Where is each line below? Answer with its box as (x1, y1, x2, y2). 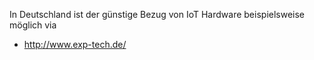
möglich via (9, 19, 57, 31)
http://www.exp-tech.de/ (23, 39, 127, 50)
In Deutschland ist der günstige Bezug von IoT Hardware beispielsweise (9, 9, 306, 20)
